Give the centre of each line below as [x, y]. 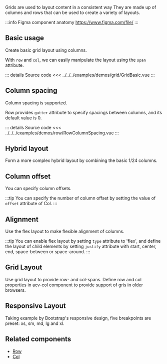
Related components [38, 339]
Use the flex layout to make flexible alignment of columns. [65, 231]
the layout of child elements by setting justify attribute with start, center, [81, 246]
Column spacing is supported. [36, 103]
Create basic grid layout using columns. [46, 50]
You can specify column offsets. [38, 189]
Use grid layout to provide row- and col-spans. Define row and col [73, 279]
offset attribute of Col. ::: [31, 204]
